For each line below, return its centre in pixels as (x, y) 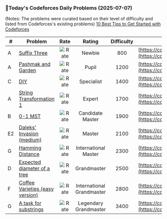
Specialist (91, 81)
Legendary (90, 203)
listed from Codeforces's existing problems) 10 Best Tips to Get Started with (83, 24)
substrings (31, 210)
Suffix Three (34, 53)
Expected (30, 162)
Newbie (91, 53)
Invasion (29, 134)
